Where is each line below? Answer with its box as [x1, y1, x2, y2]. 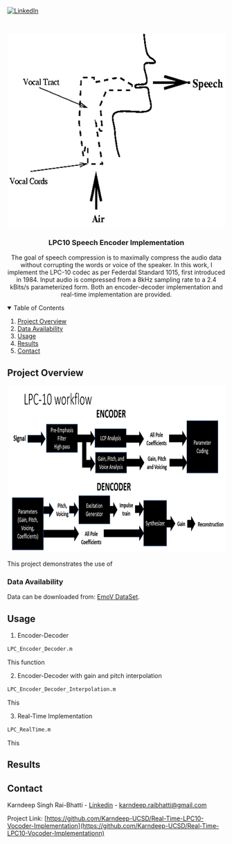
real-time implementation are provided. [60, 290, 172, 298]
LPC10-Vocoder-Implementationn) [7, 829, 105, 838]
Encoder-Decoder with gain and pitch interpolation [17, 672, 162, 680]
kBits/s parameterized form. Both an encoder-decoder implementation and [10, 283, 223, 292]
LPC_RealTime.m [7, 726, 51, 733]
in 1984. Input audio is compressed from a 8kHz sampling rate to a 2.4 [16, 276, 217, 284]
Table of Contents [13, 304, 64, 312]
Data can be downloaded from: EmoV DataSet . [7, 593, 140, 601]
